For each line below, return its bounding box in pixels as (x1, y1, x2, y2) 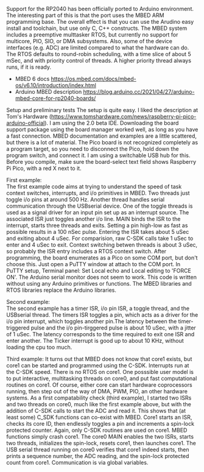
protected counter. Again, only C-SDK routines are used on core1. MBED (6, 426, 188, 434)
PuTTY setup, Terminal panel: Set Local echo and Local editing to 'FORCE (6, 267, 192, 274)
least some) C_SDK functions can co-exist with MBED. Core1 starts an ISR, (6, 414, 192, 421)
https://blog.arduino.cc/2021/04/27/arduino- (83, 88, 195, 95)
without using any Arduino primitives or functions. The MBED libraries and (6, 280, 192, 287)
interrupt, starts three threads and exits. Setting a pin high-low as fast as (6, 222, 188, 229)
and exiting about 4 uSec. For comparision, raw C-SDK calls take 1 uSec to (6, 234, 194, 242)
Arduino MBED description (15, 88, 82, 95)
